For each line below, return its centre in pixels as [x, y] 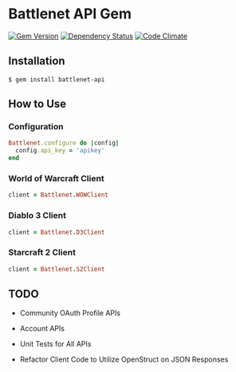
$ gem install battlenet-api [57, 79]
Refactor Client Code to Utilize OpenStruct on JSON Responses [124, 359]
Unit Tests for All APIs [55, 344]
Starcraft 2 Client [42, 252]
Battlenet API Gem [70, 14]
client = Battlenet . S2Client [57, 269]
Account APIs [42, 329]
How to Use [37, 104]
